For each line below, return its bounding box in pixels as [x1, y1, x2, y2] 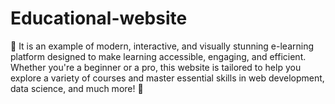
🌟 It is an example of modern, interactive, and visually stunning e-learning [10, 40, 315, 52]
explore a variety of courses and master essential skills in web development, [10, 72, 325, 84]
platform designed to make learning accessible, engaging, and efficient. [10, 50, 307, 62]
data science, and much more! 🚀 [10, 82, 144, 94]
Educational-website [10, 7, 188, 30]
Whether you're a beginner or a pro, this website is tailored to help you [10, 61, 302, 73]
